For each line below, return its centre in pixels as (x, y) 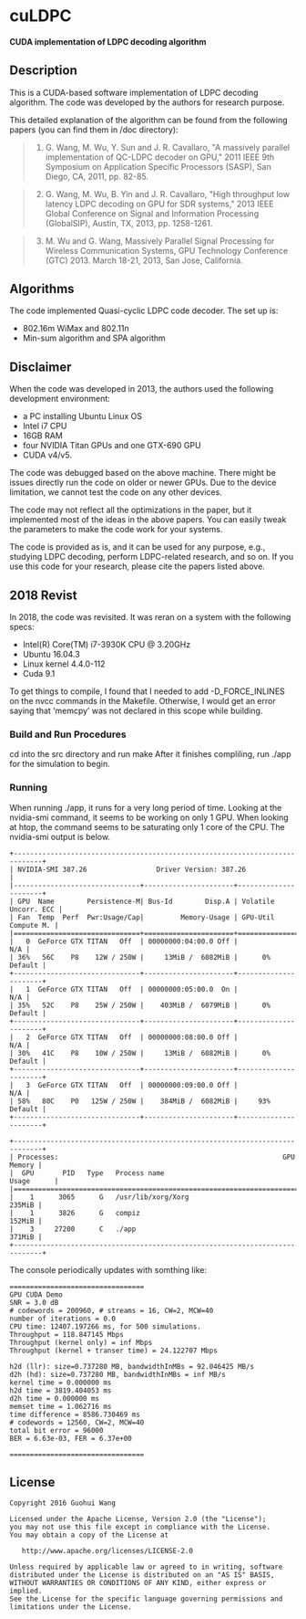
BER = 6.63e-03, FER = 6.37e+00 (71, 1438)
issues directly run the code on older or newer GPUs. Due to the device (143, 483)
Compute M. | (34, 925)
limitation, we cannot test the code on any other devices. (116, 492)
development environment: (60, 399)
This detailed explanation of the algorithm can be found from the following (148, 120)
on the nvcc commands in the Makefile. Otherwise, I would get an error (143, 701)
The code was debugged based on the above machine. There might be (143, 473)
